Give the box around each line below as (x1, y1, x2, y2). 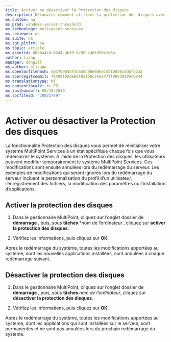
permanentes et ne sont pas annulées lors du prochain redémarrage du (5, 325, 156, 332)
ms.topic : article (5, 45, 44, 51)
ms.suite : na (5, 36, 33, 41)
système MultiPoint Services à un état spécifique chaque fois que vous (5, 148, 155, 154)
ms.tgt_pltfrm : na (5, 41, 44, 46)
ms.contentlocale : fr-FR (5, 83, 58, 88)
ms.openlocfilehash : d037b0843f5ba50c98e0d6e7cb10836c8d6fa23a (5, 69, 143, 75)
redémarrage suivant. (5, 256, 51, 262)
